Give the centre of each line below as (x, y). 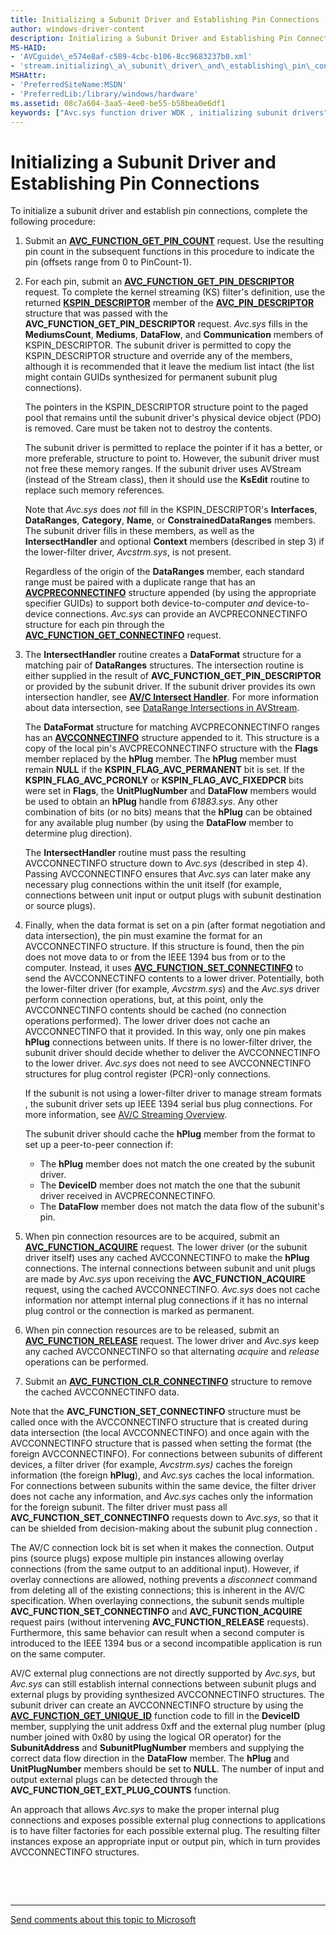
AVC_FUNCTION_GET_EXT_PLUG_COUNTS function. (121, 1790)
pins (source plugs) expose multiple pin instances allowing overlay (147, 1558)
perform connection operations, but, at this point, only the (144, 1000)
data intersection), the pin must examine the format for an (143, 936)
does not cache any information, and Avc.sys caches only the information (162, 1497)
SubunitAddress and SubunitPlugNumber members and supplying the (157, 1748)
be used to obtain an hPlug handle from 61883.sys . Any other (151, 802)
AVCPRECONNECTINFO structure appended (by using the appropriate (170, 593)
